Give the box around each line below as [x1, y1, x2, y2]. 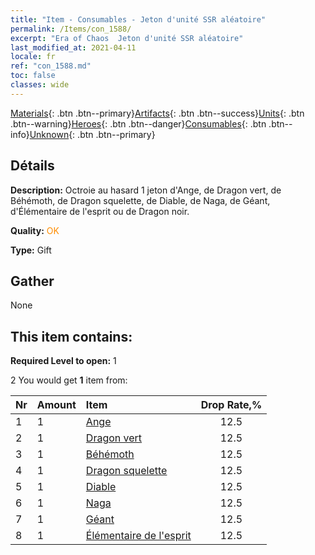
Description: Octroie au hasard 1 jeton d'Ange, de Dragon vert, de [10, 184, 282, 196]
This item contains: [10, 328, 133, 345]
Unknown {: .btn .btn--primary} [29, 128, 156, 140]
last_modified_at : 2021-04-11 [10, 42, 137, 53]
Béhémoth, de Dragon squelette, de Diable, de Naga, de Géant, [10, 194, 271, 206]
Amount [36, 398, 77, 412]
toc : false [10, 71, 56, 81]
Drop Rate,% [200, 398, 263, 412]
